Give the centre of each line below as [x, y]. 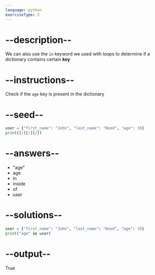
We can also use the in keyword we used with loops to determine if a [77, 54]
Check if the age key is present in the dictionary [55, 94]
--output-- [28, 254]
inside [19, 184]
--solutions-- [34, 215]
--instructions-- [40, 80]
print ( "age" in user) [28, 233]
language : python [24, 10]
